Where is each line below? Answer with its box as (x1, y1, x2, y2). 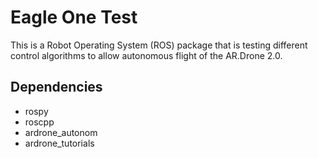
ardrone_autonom (24, 126, 98, 138)
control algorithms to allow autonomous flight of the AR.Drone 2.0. (10, 49, 283, 61)
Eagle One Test (10, 6, 138, 29)
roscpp (24, 116, 55, 128)
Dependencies (10, 79, 103, 96)
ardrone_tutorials (24, 137, 95, 149)
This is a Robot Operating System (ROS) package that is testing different (10, 39, 308, 51)
